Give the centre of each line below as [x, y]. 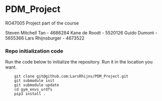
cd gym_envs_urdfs [33, 89]
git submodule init [34, 81]
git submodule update [36, 85]
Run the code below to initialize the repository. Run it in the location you [79, 62]
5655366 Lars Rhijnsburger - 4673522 [45, 38]
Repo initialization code [34, 51]
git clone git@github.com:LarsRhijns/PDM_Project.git [71, 76]
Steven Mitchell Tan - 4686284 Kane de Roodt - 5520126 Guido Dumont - [81, 32]
